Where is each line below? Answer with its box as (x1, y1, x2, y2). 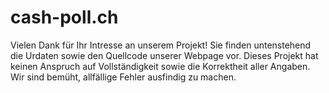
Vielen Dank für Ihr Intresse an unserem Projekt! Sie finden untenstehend (10, 39, 312, 51)
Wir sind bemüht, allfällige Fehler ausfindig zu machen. (10, 71, 237, 83)
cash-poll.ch (10, 6, 119, 29)
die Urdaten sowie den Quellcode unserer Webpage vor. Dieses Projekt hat (10, 49, 319, 61)
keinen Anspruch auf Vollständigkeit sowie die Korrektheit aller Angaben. (10, 60, 311, 72)
